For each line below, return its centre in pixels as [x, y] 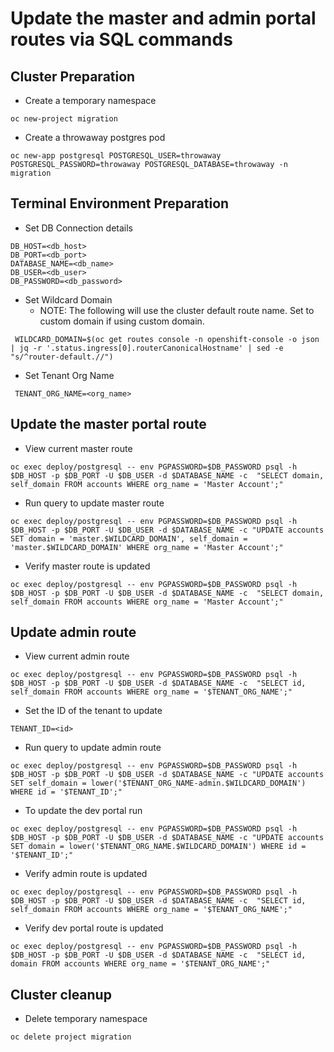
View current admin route [77, 656]
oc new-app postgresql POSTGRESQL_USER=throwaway [116, 156]
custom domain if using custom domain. [122, 321]
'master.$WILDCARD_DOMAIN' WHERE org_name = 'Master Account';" [147, 547]
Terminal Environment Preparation [120, 203]
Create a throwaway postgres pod [95, 137]
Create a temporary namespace [90, 100]
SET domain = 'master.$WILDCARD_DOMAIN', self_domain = [129, 538]
